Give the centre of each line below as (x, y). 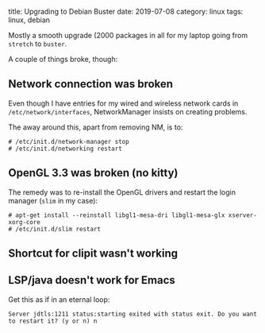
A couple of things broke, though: (63, 59)
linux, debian (29, 20)
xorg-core (25, 222)
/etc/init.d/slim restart (58, 229)
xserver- (243, 215)
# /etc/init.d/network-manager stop (69, 141)
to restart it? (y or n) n (53, 321)
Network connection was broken (90, 84)
